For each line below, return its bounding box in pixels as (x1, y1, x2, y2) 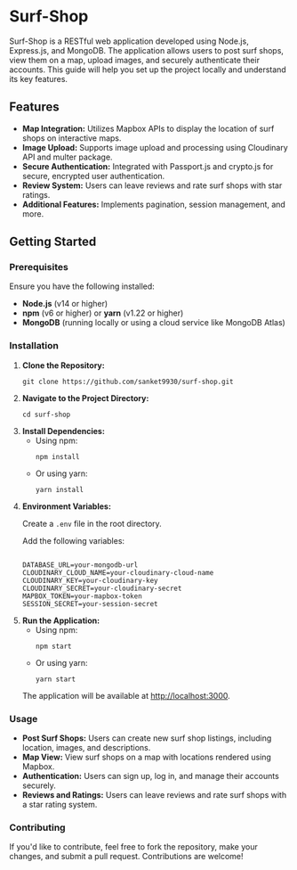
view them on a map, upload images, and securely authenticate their (9, 54, 261, 65)
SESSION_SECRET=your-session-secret (21, 599, 158, 608)
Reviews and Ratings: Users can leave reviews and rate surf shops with (21, 790, 287, 800)
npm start (35, 642, 73, 651)
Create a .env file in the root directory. (21, 518, 162, 529)
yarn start (35, 675, 76, 684)
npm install (35, 452, 80, 461)
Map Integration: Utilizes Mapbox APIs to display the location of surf (21, 123, 275, 134)
